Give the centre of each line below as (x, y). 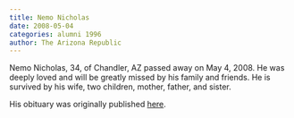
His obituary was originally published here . (88, 105)
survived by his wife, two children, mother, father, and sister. (121, 87)
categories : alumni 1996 (55, 34)
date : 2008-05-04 (42, 26)
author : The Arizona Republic (66, 42)
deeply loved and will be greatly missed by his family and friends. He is (140, 78)
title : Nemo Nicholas (50, 17)
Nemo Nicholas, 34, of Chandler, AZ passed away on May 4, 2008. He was (147, 68)
